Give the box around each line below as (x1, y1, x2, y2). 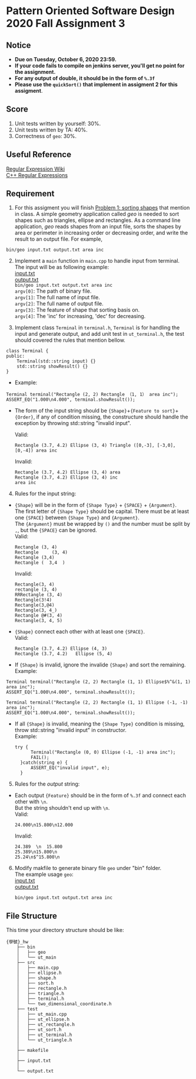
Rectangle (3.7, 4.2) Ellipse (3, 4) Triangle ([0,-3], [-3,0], (14, 443, 176, 449)
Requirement (6, 189, 55, 199)
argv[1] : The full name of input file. (14, 294, 100, 301)
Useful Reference (6, 149, 72, 160)
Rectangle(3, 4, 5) (14, 618, 63, 624)
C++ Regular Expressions (6, 171, 68, 178)
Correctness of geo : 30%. (14, 132, 77, 139)
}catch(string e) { (20, 760, 68, 766)
